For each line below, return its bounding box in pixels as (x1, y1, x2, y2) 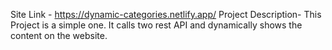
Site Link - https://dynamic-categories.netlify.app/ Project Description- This (10, 9, 322, 20)
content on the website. (10, 30, 108, 41)
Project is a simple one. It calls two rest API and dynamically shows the (10, 19, 303, 31)
